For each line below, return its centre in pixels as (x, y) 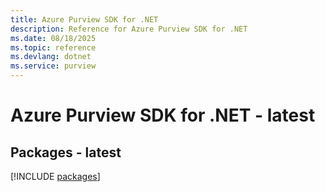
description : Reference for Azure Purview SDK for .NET (129, 29)
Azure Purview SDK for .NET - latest (163, 115)
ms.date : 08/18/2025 (53, 38)
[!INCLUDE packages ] (55, 176)
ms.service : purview (53, 66)
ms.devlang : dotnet (51, 57)
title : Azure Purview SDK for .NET (84, 19)
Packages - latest (66, 152)
